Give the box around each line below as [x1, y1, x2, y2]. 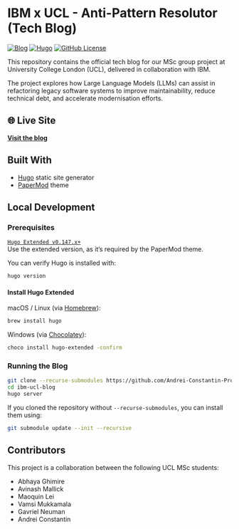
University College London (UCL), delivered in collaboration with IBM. [7, 65, 211, 73]
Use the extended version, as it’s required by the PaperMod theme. [7, 245, 204, 253]
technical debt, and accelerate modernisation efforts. [7, 94, 164, 103]
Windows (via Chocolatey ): [7, 330, 87, 339]
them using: [7, 411, 43, 419]
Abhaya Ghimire [17, 477, 65, 486]
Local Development [7, 201, 95, 213]
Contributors [7, 444, 66, 456]
